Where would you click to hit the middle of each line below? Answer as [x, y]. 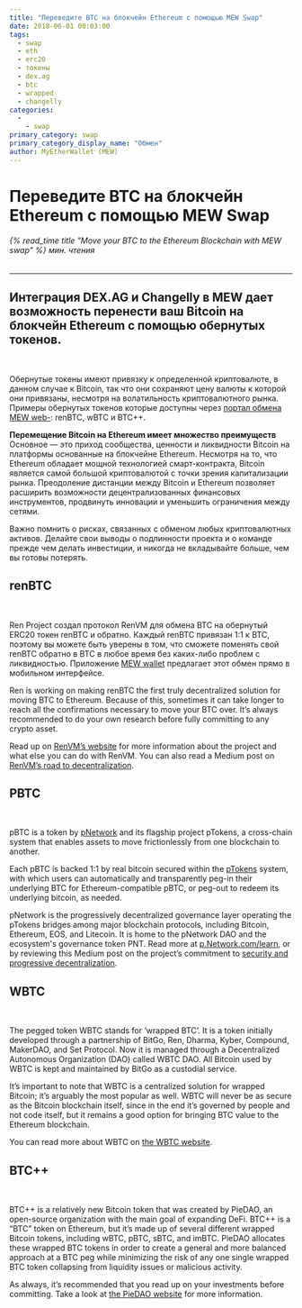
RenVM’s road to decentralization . [72, 765]
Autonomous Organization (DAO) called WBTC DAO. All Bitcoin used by [141, 1059]
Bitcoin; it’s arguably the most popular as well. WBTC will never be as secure [151, 1096]
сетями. [25, 511]
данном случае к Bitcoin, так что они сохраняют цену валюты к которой [148, 388]
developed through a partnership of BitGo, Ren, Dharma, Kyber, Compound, [149, 1040]
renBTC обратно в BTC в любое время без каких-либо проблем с [135, 653]
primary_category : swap [54, 135]
